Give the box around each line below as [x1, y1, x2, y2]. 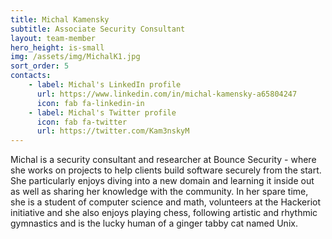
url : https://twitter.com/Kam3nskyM [36, 126, 190, 136]
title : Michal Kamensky [10, 14, 110, 25]
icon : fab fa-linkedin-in [36, 98, 145, 108]
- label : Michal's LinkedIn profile [28, 80, 182, 90]
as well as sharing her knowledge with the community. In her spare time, [10, 186, 309, 198]
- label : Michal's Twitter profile [28, 107, 177, 118]
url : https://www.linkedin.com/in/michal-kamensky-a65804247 [36, 89, 298, 99]
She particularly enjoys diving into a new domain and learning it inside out [10, 175, 315, 187]
